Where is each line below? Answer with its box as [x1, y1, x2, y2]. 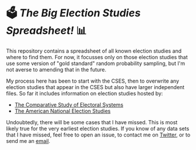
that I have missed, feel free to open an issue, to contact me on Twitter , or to [6, 131, 191, 138]
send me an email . [6, 137, 50, 144]
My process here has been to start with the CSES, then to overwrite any [6, 77, 180, 84]
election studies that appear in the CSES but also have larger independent [6, 83, 185, 90]
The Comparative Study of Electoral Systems [14, 101, 124, 108]
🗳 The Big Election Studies [6, 6, 141, 20]
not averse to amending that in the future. [6, 66, 107, 73]
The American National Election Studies [14, 107, 111, 114]
